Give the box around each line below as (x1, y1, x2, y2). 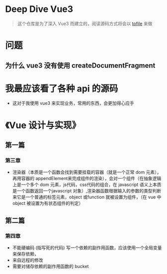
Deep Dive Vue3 (5, 3, 74, 15)
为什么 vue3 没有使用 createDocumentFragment (5, 61, 156, 70)
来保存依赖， (12, 251, 39, 257)
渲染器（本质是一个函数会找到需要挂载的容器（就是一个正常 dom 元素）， (12, 169, 162, 175)
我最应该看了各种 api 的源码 (5, 83, 118, 94)
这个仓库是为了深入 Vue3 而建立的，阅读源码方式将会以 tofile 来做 (17, 20, 153, 26)
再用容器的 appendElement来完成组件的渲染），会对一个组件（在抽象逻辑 (12, 176, 162, 182)
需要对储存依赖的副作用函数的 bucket (12, 264, 89, 270)
